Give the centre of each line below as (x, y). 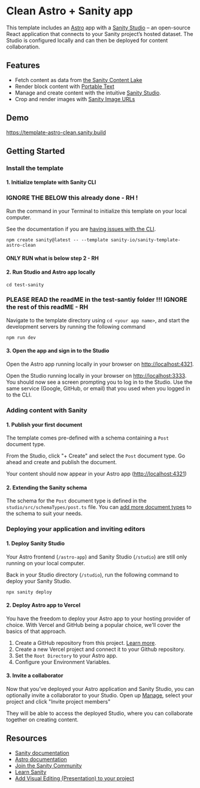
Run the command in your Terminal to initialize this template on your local (96, 211)
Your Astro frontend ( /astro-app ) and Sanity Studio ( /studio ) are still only (97, 557)
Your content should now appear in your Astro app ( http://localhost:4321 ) (96, 474)
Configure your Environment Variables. (63, 662)
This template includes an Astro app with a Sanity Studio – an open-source (98, 28)
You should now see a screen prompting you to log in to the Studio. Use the (99, 382)
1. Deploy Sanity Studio (35, 543)
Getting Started (36, 151)
